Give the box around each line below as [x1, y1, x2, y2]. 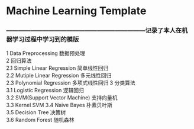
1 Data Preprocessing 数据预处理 [6, 50, 86, 57]
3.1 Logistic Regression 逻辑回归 [6, 87, 84, 94]
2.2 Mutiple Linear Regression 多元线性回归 [6, 72, 112, 79]
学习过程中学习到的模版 [12, 36, 79, 44]
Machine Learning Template [6, 4, 147, 18]
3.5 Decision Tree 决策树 [6, 109, 66, 116]
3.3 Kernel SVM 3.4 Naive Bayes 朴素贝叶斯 [6, 102, 112, 109]
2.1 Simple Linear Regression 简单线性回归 [6, 64, 109, 72]
